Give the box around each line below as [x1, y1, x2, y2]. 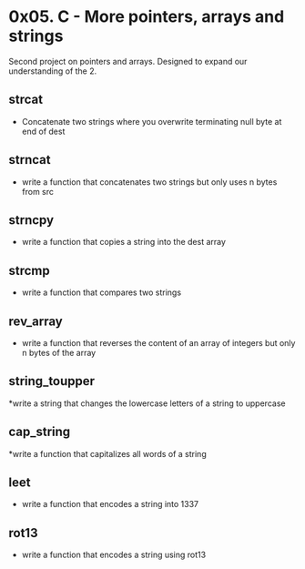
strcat [8, 92, 43, 107]
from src [21, 186, 55, 197]
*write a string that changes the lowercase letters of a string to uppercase [8, 398, 286, 409]
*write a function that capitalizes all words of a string [8, 448, 207, 459]
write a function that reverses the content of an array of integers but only [21, 338, 296, 348]
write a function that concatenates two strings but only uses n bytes [21, 176, 278, 188]
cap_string [8, 424, 71, 440]
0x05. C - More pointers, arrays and [8, 6, 285, 27]
